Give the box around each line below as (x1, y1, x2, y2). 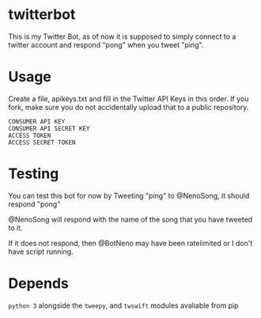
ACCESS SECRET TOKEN (8, 138, 77, 146)
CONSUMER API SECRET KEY (8, 124, 90, 132)
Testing (8, 165, 59, 183)
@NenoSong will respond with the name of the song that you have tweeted (8, 214, 253, 224)
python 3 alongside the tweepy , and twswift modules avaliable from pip (8, 301, 239, 310)
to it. (8, 223, 23, 233)
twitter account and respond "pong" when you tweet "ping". (8, 40, 204, 49)
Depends (8, 274, 69, 292)
